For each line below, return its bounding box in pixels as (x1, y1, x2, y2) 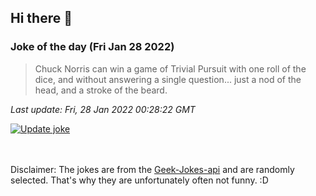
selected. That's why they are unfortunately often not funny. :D (10, 174, 269, 186)
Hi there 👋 (10, 10, 73, 27)
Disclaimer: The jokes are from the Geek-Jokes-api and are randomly (10, 163, 295, 175)
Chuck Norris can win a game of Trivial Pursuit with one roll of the (34, 62, 307, 75)
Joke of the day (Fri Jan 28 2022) (10, 40, 175, 54)
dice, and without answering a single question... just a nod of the (34, 73, 302, 85)
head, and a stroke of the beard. (34, 84, 168, 96)
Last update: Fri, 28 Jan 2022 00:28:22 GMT (10, 103, 196, 115)
